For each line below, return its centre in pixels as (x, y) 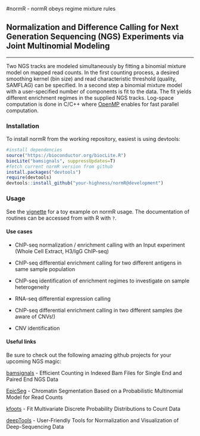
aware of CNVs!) (35, 317)
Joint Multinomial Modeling (58, 46)
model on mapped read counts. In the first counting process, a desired (93, 72)
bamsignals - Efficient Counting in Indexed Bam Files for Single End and (94, 373)
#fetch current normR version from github (60, 167)
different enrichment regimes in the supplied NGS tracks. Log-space (90, 97)
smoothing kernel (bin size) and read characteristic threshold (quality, (91, 79)
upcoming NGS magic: (34, 361)
